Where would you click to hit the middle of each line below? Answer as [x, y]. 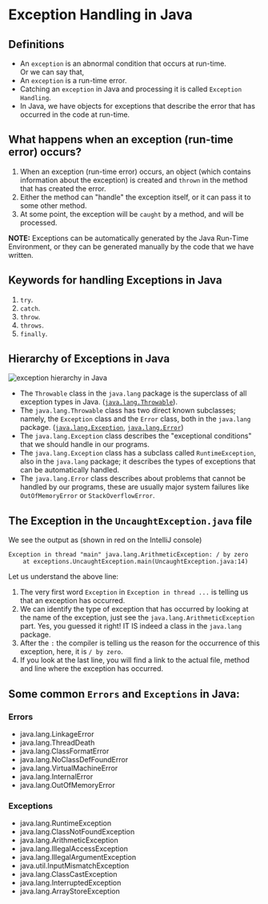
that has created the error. [63, 188]
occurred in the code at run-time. [75, 115]
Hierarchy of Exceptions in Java [89, 359]
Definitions [36, 44]
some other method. [53, 205]
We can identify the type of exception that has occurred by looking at [134, 609]
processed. [38, 223]
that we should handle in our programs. [84, 444]
